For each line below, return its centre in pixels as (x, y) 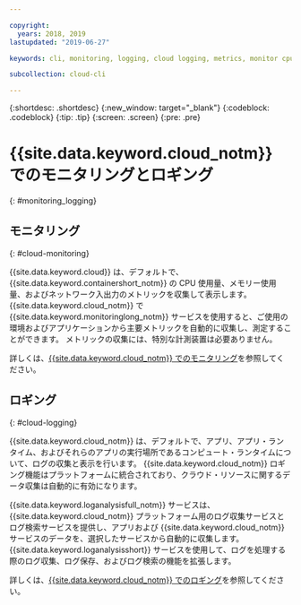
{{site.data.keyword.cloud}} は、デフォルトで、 (96, 272)
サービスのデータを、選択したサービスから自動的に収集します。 (127, 538)
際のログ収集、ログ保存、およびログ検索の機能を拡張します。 (123, 560)
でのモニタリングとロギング (112, 175)
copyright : (30, 25)
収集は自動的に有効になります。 (83, 486)
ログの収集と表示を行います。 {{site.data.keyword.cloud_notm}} (150, 463)
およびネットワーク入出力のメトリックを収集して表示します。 (138, 294)
